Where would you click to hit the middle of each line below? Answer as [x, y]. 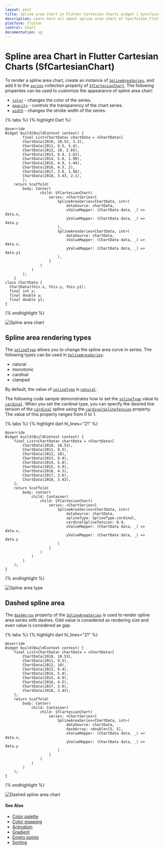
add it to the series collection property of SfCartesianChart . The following [80, 85]
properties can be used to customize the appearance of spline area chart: [79, 90]
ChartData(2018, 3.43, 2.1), [52, 176]
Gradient [21, 832]
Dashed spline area [35, 603]
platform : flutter [24, 23]
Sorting [20, 842]
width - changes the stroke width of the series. [59, 110]
